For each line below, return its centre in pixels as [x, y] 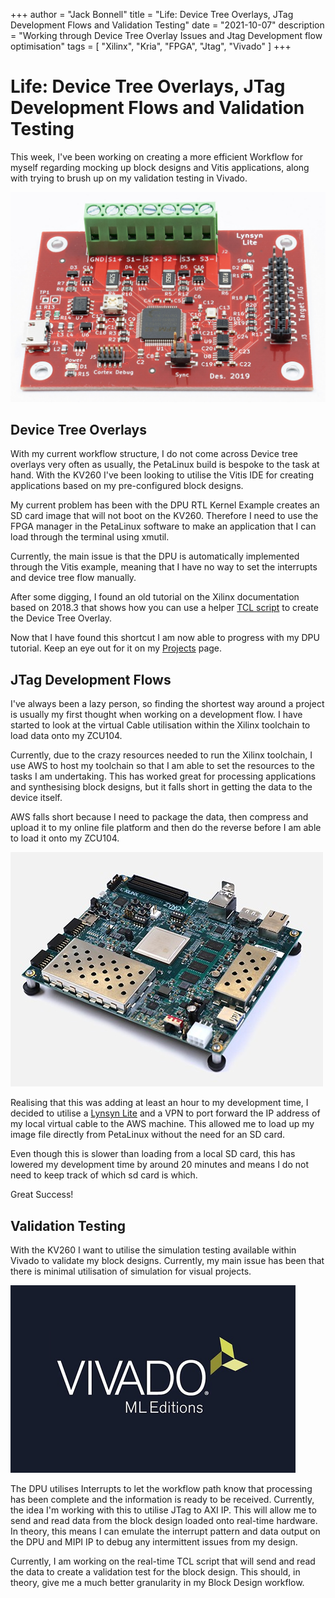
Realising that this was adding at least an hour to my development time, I [159, 1103]
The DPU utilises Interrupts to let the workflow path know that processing [161, 1489]
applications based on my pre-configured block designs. [127, 486]
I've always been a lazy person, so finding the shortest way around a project [167, 704]
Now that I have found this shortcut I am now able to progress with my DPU [165, 638]
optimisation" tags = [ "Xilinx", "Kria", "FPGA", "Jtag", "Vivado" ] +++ [151, 46]
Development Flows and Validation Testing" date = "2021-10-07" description [167, 25]
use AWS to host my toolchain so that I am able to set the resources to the [162, 766]
